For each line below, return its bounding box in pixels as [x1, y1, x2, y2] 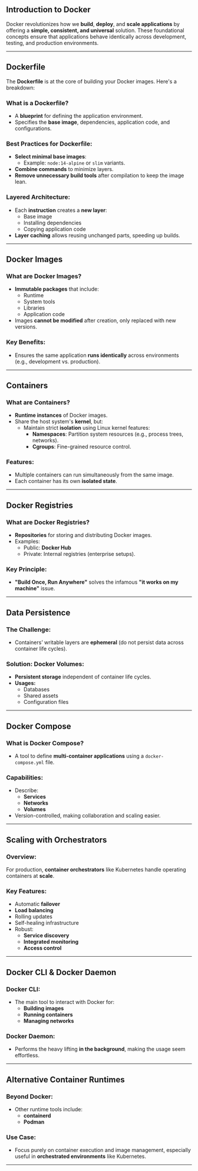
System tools [23, 298, 55, 305]
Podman [23, 1118, 45, 1125]
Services [23, 793, 46, 800]
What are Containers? [6, 398, 71, 406]
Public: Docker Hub [23, 544, 72, 551]
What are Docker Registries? [6, 518, 90, 526]
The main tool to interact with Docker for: [14, 999, 115, 1006]
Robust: [14, 926, 34, 933]
